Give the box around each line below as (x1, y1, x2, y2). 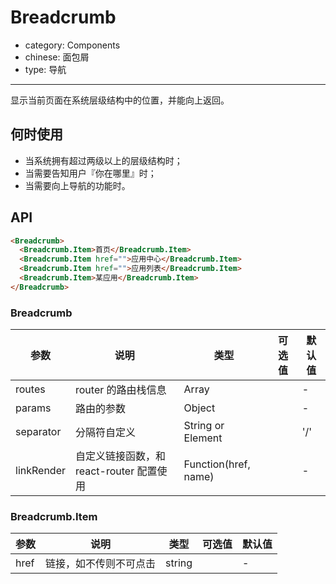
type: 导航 (24, 63, 67, 75)
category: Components (24, 39, 121, 51)
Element (183, 431, 223, 445)
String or (183, 419, 225, 433)
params (15, 401, 52, 415)
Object (183, 401, 216, 415)
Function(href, (183, 457, 251, 471)
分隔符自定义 (74, 426, 136, 440)
